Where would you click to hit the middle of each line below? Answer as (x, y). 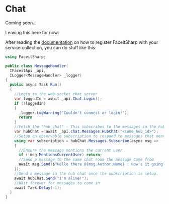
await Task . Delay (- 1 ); (38, 188)
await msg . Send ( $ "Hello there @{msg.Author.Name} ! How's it (84, 164)
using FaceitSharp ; (26, 57)
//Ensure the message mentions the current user (70, 150)
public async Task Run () (36, 85)
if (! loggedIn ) (30, 103)
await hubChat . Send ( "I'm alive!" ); (52, 178)
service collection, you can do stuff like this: (51, 47)
